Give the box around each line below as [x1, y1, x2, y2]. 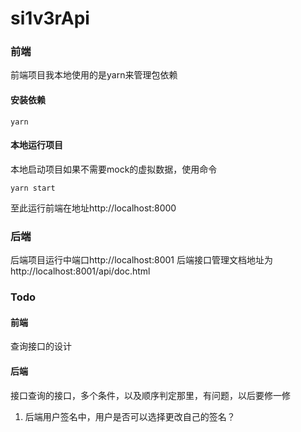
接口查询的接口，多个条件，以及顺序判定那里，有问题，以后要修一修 [10, 389, 291, 401]
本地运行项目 [10, 139, 63, 151]
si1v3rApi [10, 7, 90, 30]
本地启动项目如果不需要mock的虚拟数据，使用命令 [10, 163, 218, 175]
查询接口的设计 [10, 340, 72, 352]
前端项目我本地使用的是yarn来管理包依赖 [10, 69, 178, 81]
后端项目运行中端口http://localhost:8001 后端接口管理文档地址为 [10, 254, 273, 266]
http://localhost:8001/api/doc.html [10, 265, 151, 277]
